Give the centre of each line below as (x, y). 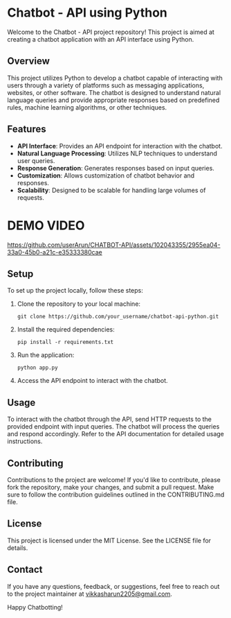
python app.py (37, 368)
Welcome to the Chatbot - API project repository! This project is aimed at (111, 32)
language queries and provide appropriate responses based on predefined (113, 100)
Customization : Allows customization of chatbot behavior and (106, 175)
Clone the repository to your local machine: (78, 304)
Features (27, 129)
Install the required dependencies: (66, 329)
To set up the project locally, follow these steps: (75, 291)
